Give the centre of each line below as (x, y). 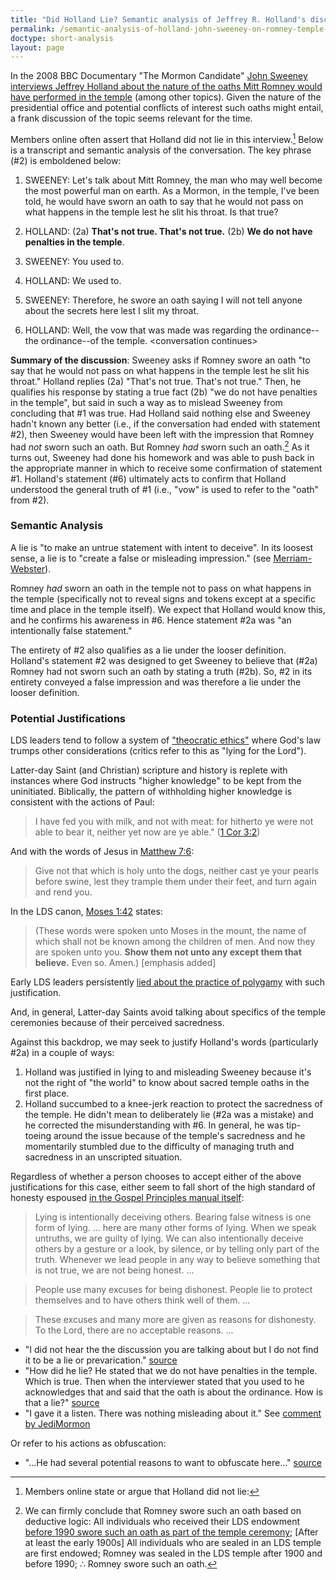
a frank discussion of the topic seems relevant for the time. (131, 118)
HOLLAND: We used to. (73, 280)
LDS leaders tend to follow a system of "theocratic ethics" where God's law (166, 740)
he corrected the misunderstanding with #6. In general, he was (154, 1125)
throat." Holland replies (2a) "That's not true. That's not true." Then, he (156, 381)
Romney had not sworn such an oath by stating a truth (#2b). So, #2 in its (161, 671)
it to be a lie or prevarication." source (101, 1360)
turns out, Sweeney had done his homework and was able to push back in (162, 457)
